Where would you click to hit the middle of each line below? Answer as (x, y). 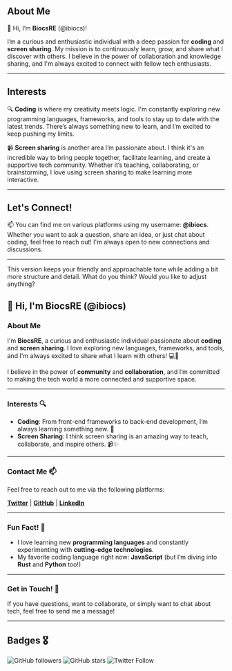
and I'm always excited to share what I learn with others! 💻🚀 (93, 356)
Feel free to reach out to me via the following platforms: (86, 489)
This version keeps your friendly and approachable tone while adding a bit (113, 269)
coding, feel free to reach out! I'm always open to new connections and (108, 242)
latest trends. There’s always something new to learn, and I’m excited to (109, 126)
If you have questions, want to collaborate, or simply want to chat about (109, 604)
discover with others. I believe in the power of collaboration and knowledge (114, 56)
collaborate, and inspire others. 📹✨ (68, 444)
